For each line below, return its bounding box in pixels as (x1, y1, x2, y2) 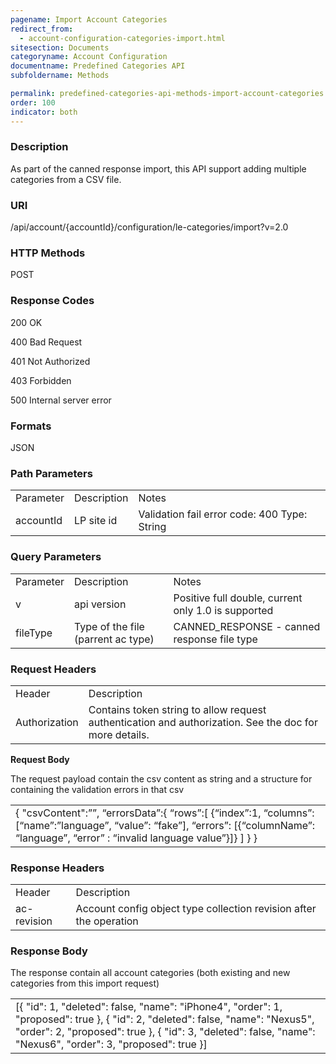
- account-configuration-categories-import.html (19, 33, 226, 43)
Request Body (10, 753, 70, 765)
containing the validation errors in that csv (10, 783, 185, 795)
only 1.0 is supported (173, 603, 274, 617)
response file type (173, 632, 258, 646)
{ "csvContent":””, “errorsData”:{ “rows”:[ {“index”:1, (15, 806, 262, 820)
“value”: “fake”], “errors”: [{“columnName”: (114, 818, 316, 832)
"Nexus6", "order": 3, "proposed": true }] (15, 1037, 208, 1051)
